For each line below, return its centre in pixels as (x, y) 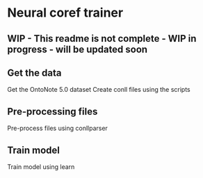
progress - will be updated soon (78, 49)
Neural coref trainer (65, 13)
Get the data (34, 73)
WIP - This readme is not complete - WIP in (102, 39)
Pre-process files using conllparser (57, 128)
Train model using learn (41, 167)
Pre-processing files (52, 112)
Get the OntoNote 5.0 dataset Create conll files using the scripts (99, 90)
